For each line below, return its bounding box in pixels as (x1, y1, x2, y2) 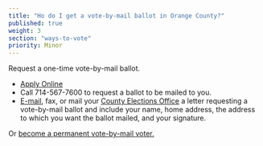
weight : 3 (8, 26, 42, 34)
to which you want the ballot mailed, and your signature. (19, 113, 207, 123)
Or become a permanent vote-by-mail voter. (8, 129, 154, 139)
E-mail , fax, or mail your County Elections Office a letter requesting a (19, 96, 248, 106)
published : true (8, 19, 63, 27)
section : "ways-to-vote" (8, 34, 92, 43)
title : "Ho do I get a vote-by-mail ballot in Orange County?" (8, 11, 225, 20)
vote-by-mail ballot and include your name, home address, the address (19, 105, 256, 115)
